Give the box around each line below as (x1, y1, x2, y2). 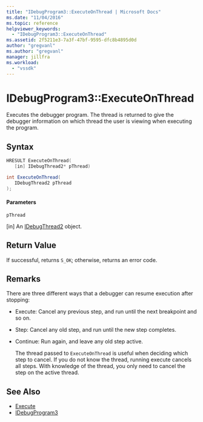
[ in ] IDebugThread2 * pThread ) (14, 163, 91, 170)
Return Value (6, 240, 56, 251)
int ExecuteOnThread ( (6, 174, 61, 180)
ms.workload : (6, 59, 39, 65)
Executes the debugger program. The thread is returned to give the (6, 111, 174, 119)
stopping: (6, 296, 30, 303)
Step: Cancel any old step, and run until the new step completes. (15, 326, 177, 334)
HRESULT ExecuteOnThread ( (6, 158, 72, 164)
